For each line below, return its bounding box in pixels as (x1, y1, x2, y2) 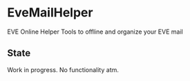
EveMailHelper (7, 5, 93, 21)
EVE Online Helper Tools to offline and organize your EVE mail (7, 27, 183, 36)
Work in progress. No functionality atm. (7, 65, 120, 73)
